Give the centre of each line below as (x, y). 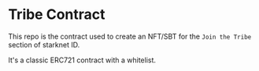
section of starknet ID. (44, 44)
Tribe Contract (57, 15)
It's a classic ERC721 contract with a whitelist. (82, 60)
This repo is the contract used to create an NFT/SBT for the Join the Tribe (130, 36)
